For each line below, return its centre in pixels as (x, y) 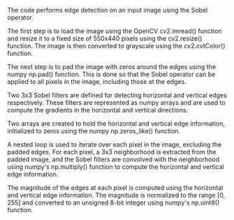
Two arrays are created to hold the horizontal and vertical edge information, (116, 124)
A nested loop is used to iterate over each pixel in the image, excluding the (115, 145)
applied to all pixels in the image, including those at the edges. (97, 82)
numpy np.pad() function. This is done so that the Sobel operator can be (111, 74)
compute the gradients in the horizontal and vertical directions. (98, 110)
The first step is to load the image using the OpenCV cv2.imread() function (115, 31)
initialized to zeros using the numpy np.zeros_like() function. (94, 131)
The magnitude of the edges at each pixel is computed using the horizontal (115, 188)
